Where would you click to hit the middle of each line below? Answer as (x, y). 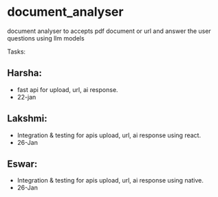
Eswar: (22, 164)
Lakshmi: (27, 118)
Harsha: (25, 73)
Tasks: (17, 51)
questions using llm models (46, 38)
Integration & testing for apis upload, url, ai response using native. (110, 181)
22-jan (26, 97)
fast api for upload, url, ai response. (67, 89)
